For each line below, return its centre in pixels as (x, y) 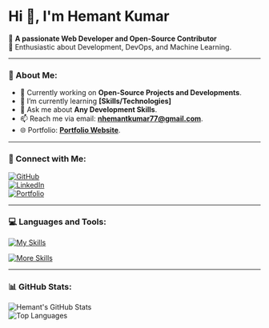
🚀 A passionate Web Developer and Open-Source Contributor (113, 38)
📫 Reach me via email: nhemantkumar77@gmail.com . (111, 118)
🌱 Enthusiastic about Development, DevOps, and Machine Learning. (120, 46)
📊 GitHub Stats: (40, 286)
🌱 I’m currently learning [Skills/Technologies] (96, 101)
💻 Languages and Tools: (57, 222)
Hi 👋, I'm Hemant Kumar (89, 16)
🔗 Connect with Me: (47, 159)
